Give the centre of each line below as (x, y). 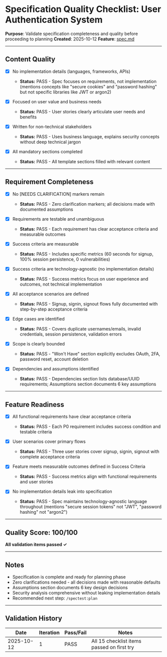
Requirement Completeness (49, 182)
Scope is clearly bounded (39, 344)
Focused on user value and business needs (57, 101)
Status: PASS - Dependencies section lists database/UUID (80, 379)
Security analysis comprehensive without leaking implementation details (86, 593)
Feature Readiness (35, 405)
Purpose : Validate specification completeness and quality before (72, 33)
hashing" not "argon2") (44, 512)
